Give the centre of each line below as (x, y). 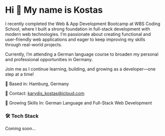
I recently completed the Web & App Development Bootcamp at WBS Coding (83, 24)
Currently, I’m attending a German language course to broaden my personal (82, 54)
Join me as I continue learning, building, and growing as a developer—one (81, 69)
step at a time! (20, 74)
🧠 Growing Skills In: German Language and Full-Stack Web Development (79, 102)
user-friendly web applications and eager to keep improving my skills (75, 39)
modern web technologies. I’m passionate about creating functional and (78, 34)
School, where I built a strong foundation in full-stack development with (78, 29)
